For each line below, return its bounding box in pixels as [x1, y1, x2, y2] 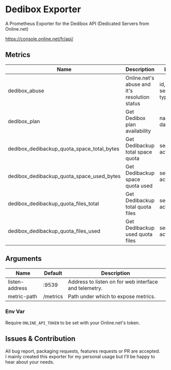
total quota [125, 203, 152, 210]
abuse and [125, 81, 151, 88]
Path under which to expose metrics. [68, 292, 156, 300]
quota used [125, 182, 153, 189]
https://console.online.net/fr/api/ [5, 36, 74, 42]
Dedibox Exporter [5, 4, 81, 15]
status [125, 100, 140, 107]
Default [44, 269, 63, 277]
